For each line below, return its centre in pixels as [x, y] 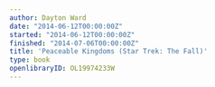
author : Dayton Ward [48, 18]
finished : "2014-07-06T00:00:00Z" [75, 43]
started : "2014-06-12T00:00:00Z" [72, 34]
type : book [30, 60]
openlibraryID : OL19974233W [62, 69]
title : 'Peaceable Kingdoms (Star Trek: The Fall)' [108, 52]
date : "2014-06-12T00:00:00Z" [66, 26]
